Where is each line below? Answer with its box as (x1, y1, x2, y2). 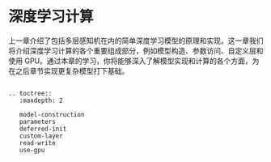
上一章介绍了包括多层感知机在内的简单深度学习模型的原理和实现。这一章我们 (8, 36, 264, 45)
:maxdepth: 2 (19, 96, 63, 104)
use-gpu (19, 146, 45, 154)
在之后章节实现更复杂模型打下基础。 (8, 66, 129, 75)
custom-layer (19, 131, 63, 140)
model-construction (19, 110, 85, 118)
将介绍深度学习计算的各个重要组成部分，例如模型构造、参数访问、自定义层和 (8, 45, 264, 55)
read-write (19, 139, 57, 147)
